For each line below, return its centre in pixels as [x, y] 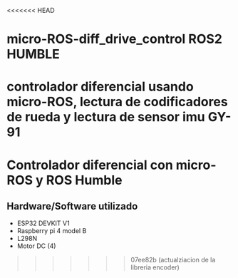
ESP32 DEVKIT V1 [43, 223]
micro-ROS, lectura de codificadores [118, 102]
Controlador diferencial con [90, 165]
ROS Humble [84, 180]
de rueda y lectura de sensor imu [106, 117]
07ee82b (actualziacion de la [173, 260]
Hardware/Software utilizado [72, 206]
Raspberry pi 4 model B [52, 231]
